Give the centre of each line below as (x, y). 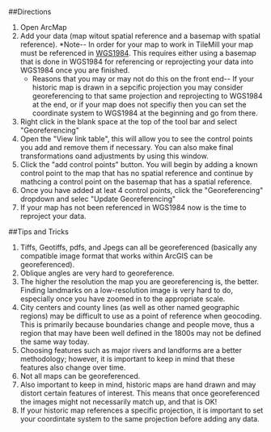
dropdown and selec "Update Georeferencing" (98, 199)
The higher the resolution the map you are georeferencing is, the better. (140, 281)
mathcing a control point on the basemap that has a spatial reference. (136, 182)
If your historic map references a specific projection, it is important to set (142, 410)
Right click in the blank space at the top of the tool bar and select (129, 122)
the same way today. (55, 342)
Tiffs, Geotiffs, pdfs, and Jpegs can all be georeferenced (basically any (138, 247)
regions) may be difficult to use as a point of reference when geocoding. (141, 316)
